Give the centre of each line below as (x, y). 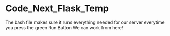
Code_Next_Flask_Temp (57, 9)
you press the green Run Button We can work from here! (64, 27)
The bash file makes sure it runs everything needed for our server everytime (85, 22)
